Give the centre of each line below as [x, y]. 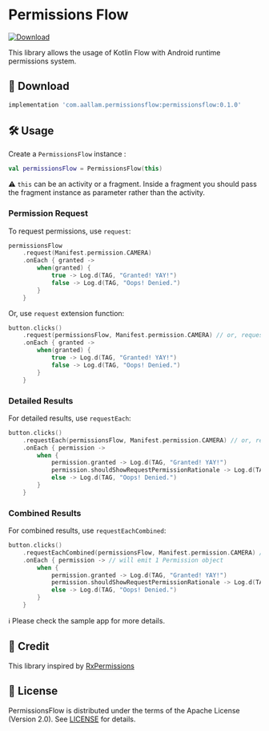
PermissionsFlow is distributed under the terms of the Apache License [124, 710]
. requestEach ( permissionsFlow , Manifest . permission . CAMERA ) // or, [137, 440]
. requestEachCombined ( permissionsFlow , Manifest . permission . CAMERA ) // [145, 552]
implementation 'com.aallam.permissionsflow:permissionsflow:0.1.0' [125, 105]
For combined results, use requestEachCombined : [87, 530]
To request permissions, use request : [70, 231]
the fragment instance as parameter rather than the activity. [107, 193]
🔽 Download [39, 86]
